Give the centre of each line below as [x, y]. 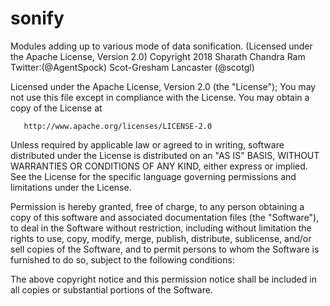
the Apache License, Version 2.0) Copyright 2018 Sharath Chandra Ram [158, 56]
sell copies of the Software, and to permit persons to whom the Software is [165, 249]
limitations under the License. [71, 187]
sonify [37, 18]
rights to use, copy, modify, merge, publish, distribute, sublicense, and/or [161, 238]
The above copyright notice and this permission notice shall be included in [163, 279]
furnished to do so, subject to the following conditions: [122, 259]
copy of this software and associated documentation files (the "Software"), [165, 217]
